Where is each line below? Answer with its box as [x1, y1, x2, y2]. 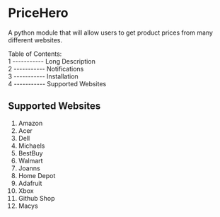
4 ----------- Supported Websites [8, 79, 107, 88]
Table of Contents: [8, 49, 62, 58]
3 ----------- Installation [8, 72, 79, 81]
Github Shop [18, 194, 55, 202]
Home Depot [18, 171, 56, 180]
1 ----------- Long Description [8, 57, 96, 65]
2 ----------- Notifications [8, 64, 84, 73]
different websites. [8, 35, 63, 44]
